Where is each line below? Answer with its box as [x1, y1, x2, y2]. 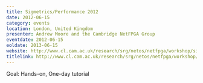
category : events [6, 20, 50, 26]
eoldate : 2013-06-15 [6, 43, 59, 49]
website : [6, 48, 28, 54]
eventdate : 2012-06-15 [6, 37, 63, 43]
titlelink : [6, 54, 34, 60]
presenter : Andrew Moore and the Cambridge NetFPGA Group [6, 31, 155, 37]
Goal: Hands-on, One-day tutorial [6, 70, 89, 77]
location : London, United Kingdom [6, 25, 94, 32]
